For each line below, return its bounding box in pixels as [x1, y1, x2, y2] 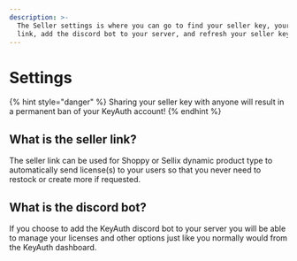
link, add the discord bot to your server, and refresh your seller [17, 29, 275, 38]
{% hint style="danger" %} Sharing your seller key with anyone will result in [9, 96, 285, 107]
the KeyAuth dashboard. [9, 242, 97, 252]
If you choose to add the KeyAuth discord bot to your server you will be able [9, 223, 286, 234]
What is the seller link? [9, 132, 137, 147]
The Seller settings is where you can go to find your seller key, [17, 21, 271, 30]
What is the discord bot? [9, 200, 148, 215]
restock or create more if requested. [9, 174, 141, 185]
